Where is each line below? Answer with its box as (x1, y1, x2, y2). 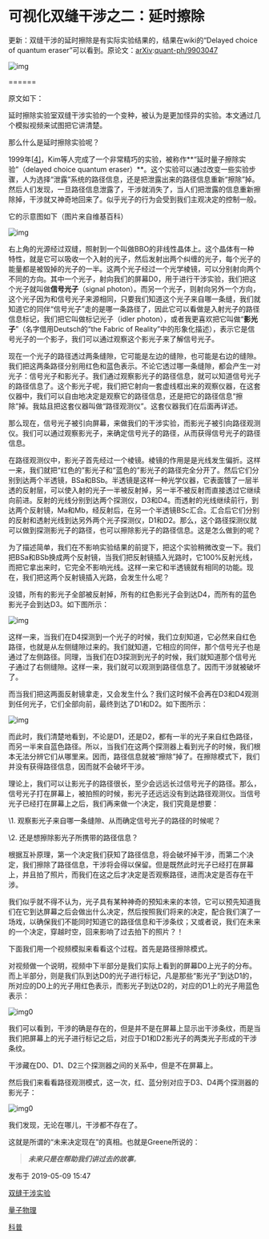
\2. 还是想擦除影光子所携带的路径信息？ (8, 832, 139, 842)
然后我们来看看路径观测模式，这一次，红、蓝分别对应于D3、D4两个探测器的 (8, 1077, 259, 1087)
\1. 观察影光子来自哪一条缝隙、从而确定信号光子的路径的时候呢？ (8, 815, 222, 825)
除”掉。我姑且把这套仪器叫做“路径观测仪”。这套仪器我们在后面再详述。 (8, 401, 243, 411)
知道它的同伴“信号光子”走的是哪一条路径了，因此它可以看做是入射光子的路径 (8, 304, 260, 313)
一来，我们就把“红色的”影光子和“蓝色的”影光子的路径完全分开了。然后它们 (8, 465, 252, 475)
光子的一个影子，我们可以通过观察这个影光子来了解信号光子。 (14, 334, 219, 344)
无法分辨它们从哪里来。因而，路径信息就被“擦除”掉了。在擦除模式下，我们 (14, 751, 260, 761)
